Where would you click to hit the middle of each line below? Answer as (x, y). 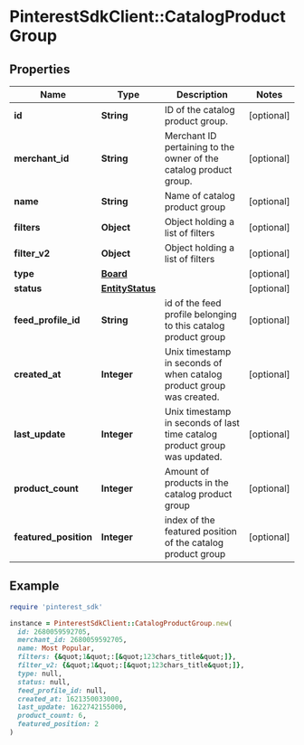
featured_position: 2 (58, 724)
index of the (190, 520)
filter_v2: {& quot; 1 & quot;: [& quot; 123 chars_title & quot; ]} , (131, 665)
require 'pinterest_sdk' (56, 607)
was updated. (193, 457)
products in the (196, 483)
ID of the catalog (199, 110)
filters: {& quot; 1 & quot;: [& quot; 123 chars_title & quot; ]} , (127, 657)
